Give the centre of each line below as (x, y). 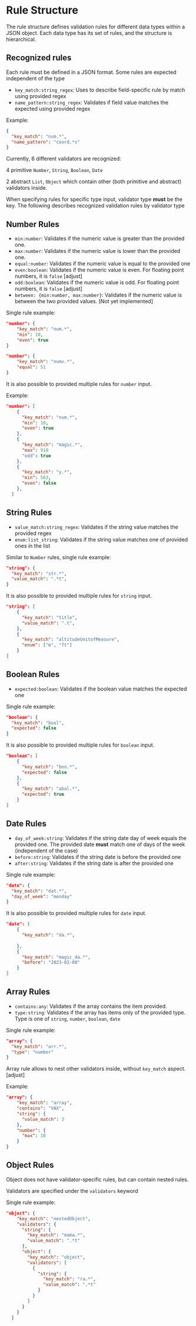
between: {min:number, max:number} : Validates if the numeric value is (98, 295)
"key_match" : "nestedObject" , (54, 1218)
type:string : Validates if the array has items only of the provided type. (100, 1012)
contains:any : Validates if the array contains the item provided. (91, 1006)
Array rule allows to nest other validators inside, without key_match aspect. (96, 1069)
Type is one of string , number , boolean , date (67, 1019)
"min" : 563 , (36, 478)
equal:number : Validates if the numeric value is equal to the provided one (102, 264)
